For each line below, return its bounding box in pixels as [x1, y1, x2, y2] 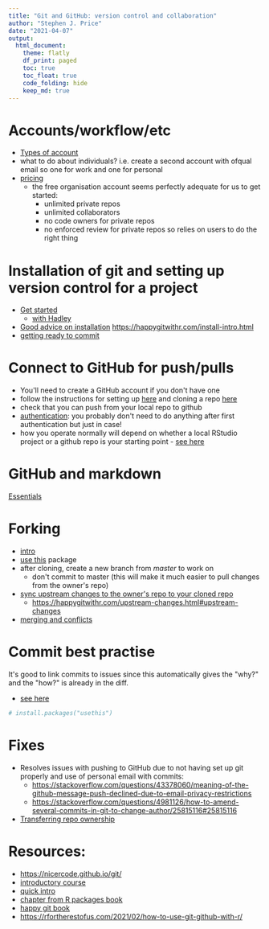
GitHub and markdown [8, 465, 162, 483]
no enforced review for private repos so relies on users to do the [43, 224, 258, 234]
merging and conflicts [19, 615, 93, 624]
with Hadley [31, 314, 72, 323]
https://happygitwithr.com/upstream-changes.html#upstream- [31, 598, 238, 607]
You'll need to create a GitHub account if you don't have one [19, 385, 221, 395]
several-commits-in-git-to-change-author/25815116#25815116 [31, 805, 238, 815]
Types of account [19, 148, 79, 158]
